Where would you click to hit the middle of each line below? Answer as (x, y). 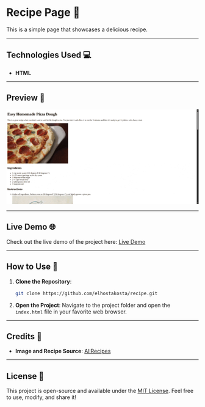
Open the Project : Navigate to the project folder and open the (93, 305)
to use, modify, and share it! (41, 397)
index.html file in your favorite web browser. (71, 312)
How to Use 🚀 (32, 267)
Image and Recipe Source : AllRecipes (63, 351)
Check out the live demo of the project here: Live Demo (76, 241)
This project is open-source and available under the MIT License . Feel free (100, 391)
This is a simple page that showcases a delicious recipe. (77, 29)
